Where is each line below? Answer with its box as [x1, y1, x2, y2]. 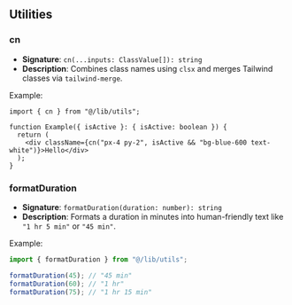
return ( [17, 130, 50, 139]
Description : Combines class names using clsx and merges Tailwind [21, 63, 273, 74]
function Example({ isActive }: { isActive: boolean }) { [9, 122, 227, 131]
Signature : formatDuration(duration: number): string [21, 201, 223, 212]
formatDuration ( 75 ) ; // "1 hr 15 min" [9, 287, 152, 296]
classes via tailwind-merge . [21, 73, 123, 83]
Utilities [9, 7, 53, 22]
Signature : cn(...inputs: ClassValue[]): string [21, 53, 203, 65]
